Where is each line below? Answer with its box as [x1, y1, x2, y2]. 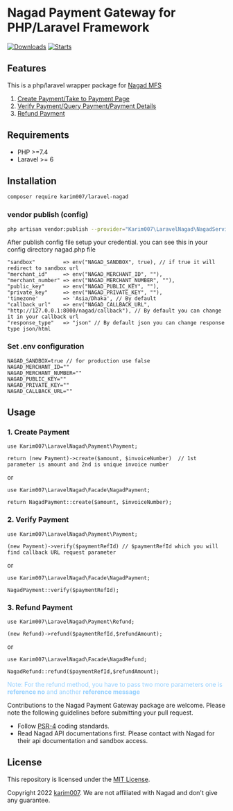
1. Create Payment [7, 428, 70, 437]
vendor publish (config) [7, 210, 89, 220]
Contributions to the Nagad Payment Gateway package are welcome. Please [7, 701, 225, 709]
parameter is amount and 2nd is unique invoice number [7, 461, 169, 469]
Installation [7, 175, 57, 186]
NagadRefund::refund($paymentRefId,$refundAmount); [7, 668, 159, 675]
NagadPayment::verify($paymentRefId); [7, 586, 119, 593]
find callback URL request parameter [7, 549, 116, 556]
